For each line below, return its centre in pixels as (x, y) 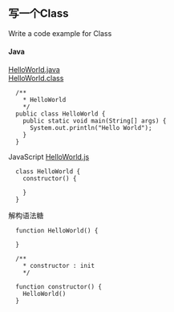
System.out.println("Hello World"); (91, 128)
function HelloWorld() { (57, 231)
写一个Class (38, 14)
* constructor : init (59, 266)
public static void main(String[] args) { (95, 121)
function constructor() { (59, 287)
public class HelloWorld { (61, 114)
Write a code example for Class (60, 33)
